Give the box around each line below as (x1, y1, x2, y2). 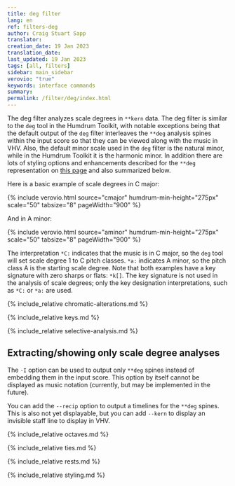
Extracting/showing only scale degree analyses (7, 347, 220, 359)
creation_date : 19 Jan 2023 (7, 43, 90, 50)
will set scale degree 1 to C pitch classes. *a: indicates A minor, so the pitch (7, 256, 227, 265)
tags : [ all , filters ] (7, 62, 71, 69)
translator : (7, 36, 42, 43)
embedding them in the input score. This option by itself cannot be (7, 373, 200, 382)
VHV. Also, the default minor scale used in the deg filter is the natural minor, (7, 144, 224, 152)
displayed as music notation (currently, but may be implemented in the (7, 380, 210, 389)
